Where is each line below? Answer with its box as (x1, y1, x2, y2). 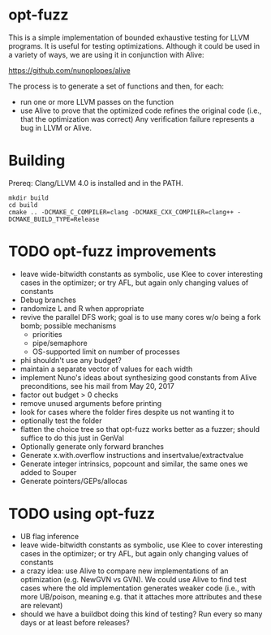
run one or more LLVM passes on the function (19, 97, 174, 106)
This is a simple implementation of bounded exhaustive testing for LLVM (8, 32, 250, 42)
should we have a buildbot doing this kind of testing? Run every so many (19, 609, 263, 619)
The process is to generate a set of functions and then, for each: (8, 81, 225, 91)
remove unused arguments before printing (19, 398, 162, 408)
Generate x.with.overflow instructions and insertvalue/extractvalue (19, 450, 244, 460)
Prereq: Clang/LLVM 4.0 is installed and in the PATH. (8, 178, 184, 188)
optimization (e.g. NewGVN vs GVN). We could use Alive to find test (19, 574, 247, 584)
